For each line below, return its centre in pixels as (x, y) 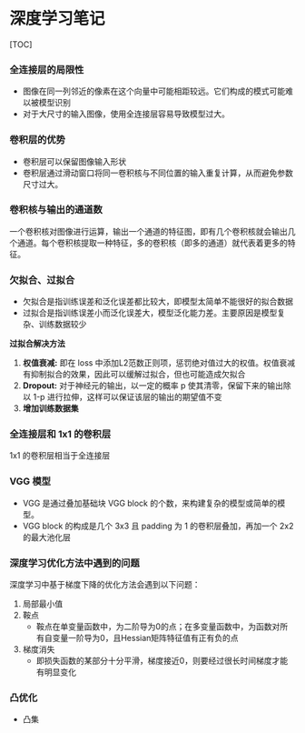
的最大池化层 (46, 537)
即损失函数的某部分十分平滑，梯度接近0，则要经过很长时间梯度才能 (162, 661)
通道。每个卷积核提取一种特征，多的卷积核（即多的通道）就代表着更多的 (152, 243)
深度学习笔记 (58, 19)
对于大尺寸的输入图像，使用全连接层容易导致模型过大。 (126, 114)
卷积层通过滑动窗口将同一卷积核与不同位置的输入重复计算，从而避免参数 (157, 173)
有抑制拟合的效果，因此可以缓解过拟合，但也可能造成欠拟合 (134, 375)
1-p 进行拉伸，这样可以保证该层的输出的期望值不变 (128, 397)
